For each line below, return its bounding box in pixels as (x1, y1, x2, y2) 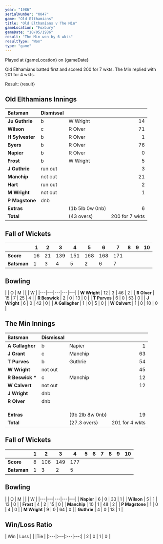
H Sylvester (7, 134, 36, 141)
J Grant (7, 350, 25, 357)
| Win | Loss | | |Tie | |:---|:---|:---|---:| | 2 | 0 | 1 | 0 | (5, 533, 110, 540)
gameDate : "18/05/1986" (5, 30, 54, 35)
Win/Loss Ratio (5, 521, 53, 529)
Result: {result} (5, 81, 35, 87)
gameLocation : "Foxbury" (5, 25, 56, 30)
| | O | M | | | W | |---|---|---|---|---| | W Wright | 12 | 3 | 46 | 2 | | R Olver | (5, 290, 155, 296)
